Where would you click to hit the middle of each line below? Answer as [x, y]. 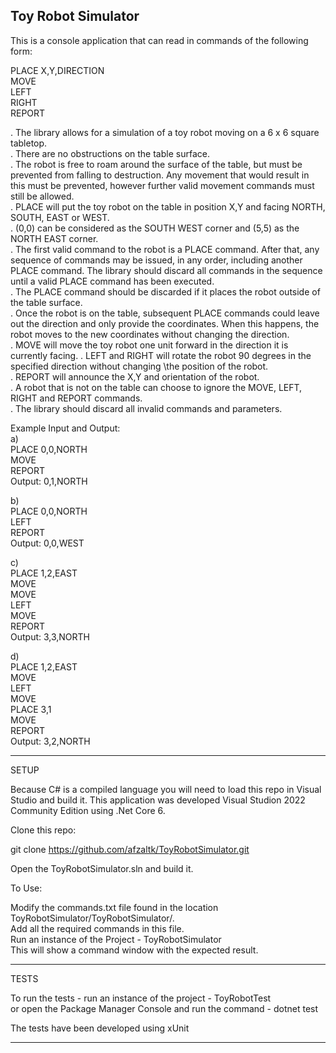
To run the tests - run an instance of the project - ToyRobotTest [141, 998]
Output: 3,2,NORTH [50, 741]
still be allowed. [42, 196]
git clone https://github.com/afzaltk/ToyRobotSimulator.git [130, 849]
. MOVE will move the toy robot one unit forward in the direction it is [149, 345]
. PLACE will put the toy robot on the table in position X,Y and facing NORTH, [168, 206]
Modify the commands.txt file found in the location [114, 907]
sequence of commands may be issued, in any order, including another [156, 260]
